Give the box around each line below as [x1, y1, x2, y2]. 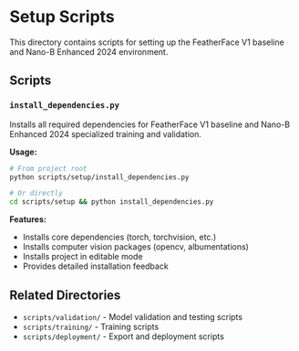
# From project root [9, 164, 88, 173]
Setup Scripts [9, 6, 116, 27]
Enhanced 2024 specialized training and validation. [9, 128, 202, 139]
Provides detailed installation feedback [22, 261, 169, 271]
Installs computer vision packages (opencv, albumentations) [22, 241, 249, 252]
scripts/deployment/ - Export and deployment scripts [22, 331, 225, 342]
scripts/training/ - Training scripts [22, 321, 160, 332]
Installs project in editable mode [22, 251, 143, 262]
